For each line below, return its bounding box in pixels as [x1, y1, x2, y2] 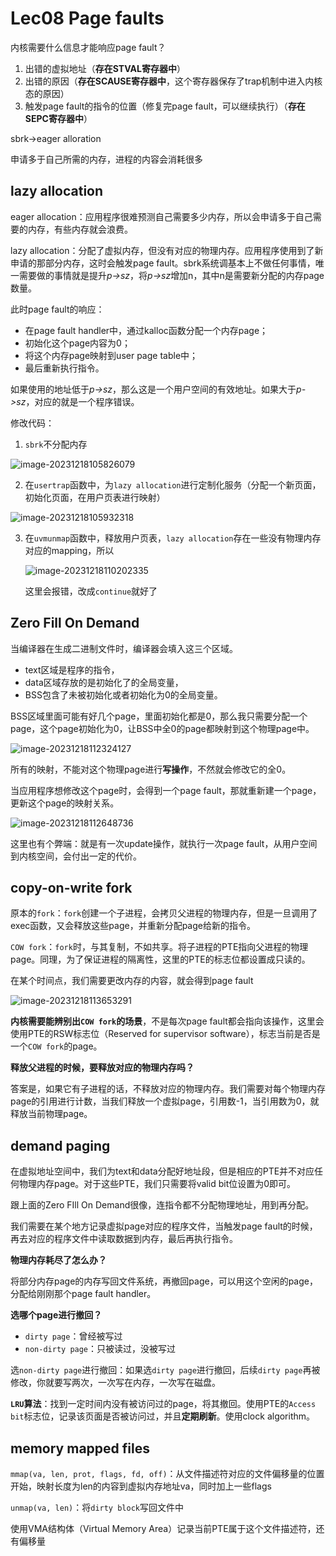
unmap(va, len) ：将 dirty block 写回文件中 [10, 1502, 184, 1513]
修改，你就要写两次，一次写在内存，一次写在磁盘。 [10, 1377, 221, 1389]
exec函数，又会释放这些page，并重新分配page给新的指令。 [10, 920, 256, 932]
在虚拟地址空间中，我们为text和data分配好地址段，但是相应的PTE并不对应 [10, 1165, 315, 1177]
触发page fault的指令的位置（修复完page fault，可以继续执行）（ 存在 [24, 100, 306, 112]
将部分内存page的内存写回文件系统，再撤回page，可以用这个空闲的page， [10, 1275, 318, 1287]
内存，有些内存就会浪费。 [27, 223, 133, 235]
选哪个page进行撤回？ [10, 1309, 103, 1321]
